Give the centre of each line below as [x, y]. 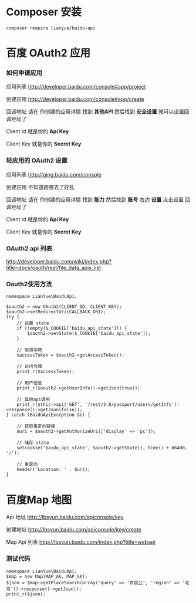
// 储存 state [33, 443]
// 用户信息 [29, 383]
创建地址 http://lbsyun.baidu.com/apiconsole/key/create [74, 530]
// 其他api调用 [33, 399]
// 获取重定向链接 [36, 426]
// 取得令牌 [29, 350]
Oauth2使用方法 [29, 284]
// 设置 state [33, 323]
